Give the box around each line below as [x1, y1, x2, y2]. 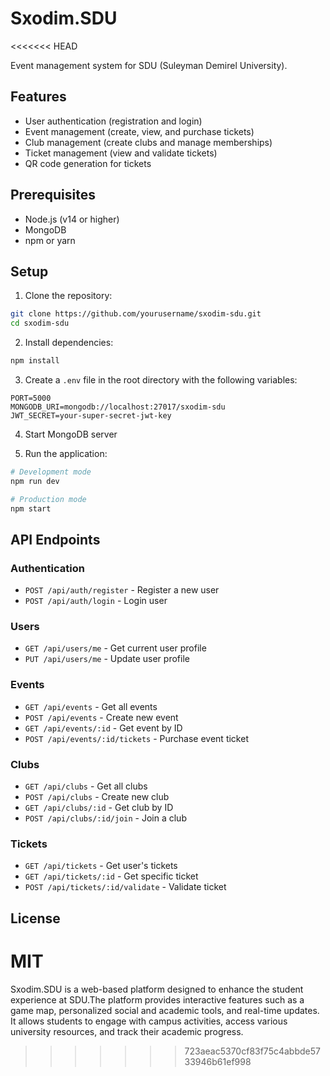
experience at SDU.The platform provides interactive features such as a [10, 993, 305, 1006]
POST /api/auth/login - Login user [24, 595, 168, 607]
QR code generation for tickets [24, 157, 152, 169]
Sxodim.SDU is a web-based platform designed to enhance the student [10, 983, 304, 995]
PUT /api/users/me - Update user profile [24, 653, 190, 665]
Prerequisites [10, 187, 96, 204]
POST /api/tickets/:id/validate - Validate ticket [24, 881, 227, 893]
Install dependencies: [24, 337, 114, 349]
